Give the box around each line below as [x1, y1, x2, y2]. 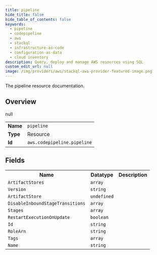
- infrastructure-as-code [10, 45, 65, 50]
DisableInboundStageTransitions [8, 200, 86, 206]
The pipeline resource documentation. [5, 83, 85, 89]
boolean [90, 214, 109, 220]
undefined [90, 194, 114, 199]
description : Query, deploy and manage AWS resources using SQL [5, 59, 143, 65]
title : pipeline [5, 7, 39, 13]
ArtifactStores [8, 179, 44, 185]
